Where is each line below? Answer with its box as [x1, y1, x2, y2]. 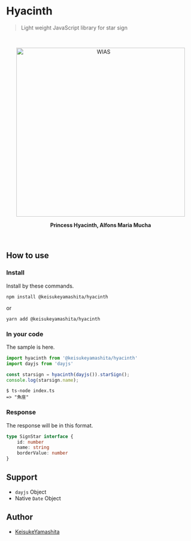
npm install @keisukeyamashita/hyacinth [6, 294, 109, 300]
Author [6, 512, 33, 522]
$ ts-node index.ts [6, 388, 55, 394]
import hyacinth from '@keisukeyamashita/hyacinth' [6, 355, 138, 361]
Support [6, 473, 38, 483]
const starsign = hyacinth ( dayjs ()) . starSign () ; [6, 371, 130, 378]
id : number [17, 439, 44, 445]
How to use [6, 250, 49, 261]
